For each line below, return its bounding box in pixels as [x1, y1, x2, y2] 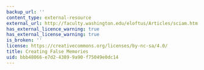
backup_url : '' [6, 9, 45, 15]
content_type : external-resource [6, 15, 92, 21]
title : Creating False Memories [6, 49, 89, 55]
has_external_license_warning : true [6, 32, 100, 38]
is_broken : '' [6, 37, 43, 43]
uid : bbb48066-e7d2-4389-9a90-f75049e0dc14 [6, 54, 119, 60]
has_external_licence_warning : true [6, 26, 100, 32]
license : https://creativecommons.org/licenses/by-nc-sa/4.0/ [6, 43, 168, 49]
